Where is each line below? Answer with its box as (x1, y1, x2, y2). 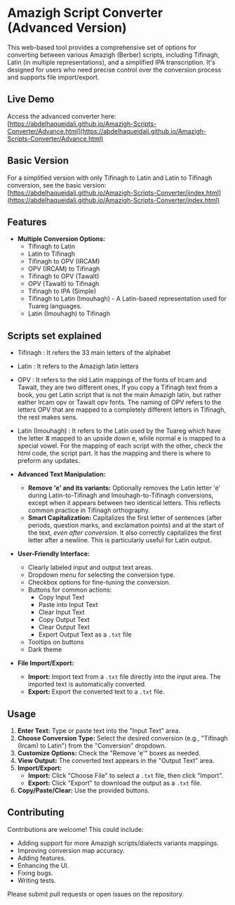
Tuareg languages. (27, 302, 82, 311)
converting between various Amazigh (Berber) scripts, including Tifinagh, (7, 51, 220, 59)
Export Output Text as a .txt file (38, 630, 132, 639)
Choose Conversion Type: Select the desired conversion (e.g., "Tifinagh (17, 734, 228, 742)
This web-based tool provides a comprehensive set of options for (7, 43, 197, 51)
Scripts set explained (7, 330, 102, 341)
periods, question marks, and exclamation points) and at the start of (27, 521, 224, 530)
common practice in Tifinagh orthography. (27, 506, 151, 514)
